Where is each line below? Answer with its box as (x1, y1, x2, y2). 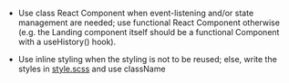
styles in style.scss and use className (17, 63, 166, 74)
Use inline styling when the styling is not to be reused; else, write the (17, 54, 278, 64)
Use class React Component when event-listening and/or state (17, 8, 254, 18)
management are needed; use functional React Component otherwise (17, 17, 281, 28)
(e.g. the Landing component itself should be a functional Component (17, 27, 280, 37)
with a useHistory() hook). (17, 36, 117, 47)
